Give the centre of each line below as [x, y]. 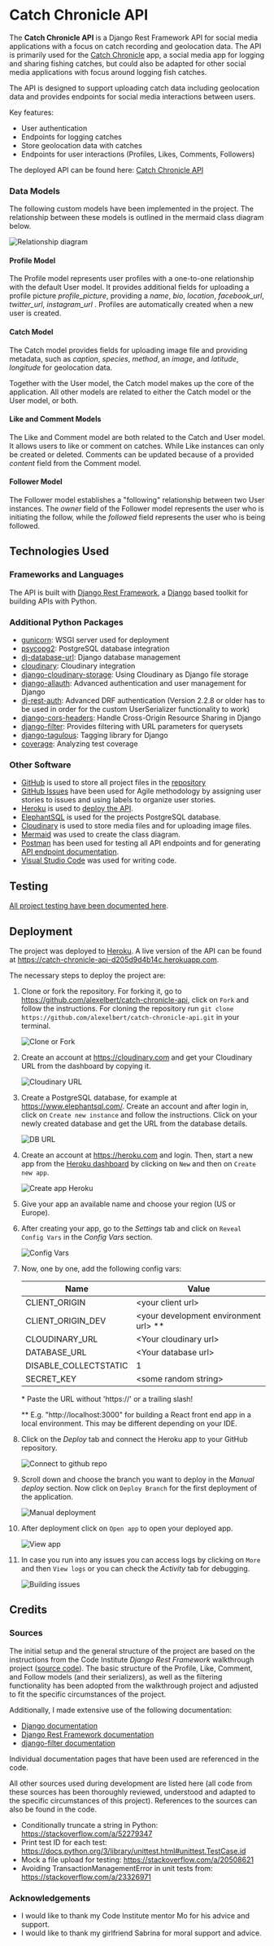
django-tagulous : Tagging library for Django [95, 736]
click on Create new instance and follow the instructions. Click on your [139, 1114]
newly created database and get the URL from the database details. [134, 1123]
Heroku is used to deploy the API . [77, 809]
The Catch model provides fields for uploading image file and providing [128, 350]
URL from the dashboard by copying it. [86, 1065]
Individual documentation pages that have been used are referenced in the [134, 1759]
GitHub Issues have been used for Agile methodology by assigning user [141, 791]
